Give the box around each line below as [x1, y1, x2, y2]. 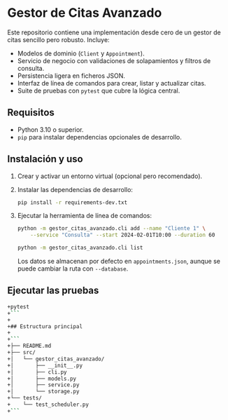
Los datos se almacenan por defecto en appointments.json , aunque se [17, 257, 220, 266]
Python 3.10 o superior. [17, 125, 84, 134]
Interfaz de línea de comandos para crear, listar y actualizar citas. [17, 79, 206, 87]
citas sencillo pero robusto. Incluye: [7, 35, 110, 43]
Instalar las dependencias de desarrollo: [17, 185, 133, 194]
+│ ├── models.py [7, 375, 77, 382]
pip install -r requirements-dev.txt [17, 198, 128, 206]
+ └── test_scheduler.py [7, 401, 90, 408]
